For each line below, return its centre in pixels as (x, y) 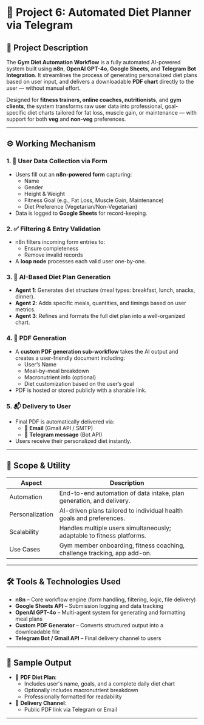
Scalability (24, 531)
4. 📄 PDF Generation (36, 338)
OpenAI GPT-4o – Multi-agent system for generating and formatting (100, 612)
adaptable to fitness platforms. (103, 535)
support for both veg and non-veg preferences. (66, 119)
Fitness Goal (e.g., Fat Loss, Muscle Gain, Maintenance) (94, 200)
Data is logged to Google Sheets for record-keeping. (81, 213)
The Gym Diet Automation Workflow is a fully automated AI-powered (93, 62)
